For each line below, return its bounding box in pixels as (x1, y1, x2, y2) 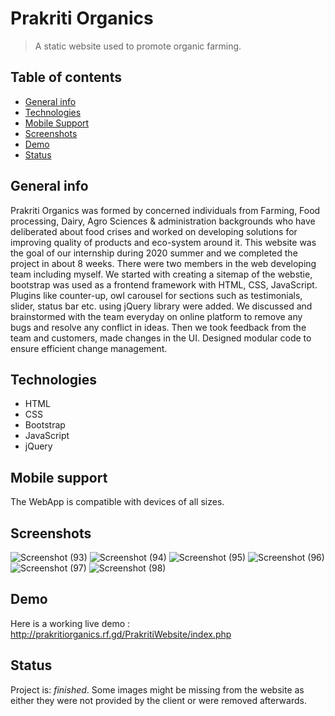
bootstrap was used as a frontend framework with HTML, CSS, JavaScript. (10, 278, 318, 291)
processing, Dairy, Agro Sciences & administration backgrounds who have (10, 215, 316, 227)
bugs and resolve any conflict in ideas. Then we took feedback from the (10, 321, 307, 333)
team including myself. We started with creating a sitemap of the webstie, (10, 268, 313, 280)
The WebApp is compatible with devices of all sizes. (10, 496, 225, 508)
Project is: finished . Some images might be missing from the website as (10, 683, 305, 696)
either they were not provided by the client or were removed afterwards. (10, 694, 307, 706)
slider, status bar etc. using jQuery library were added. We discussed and (10, 300, 313, 312)
